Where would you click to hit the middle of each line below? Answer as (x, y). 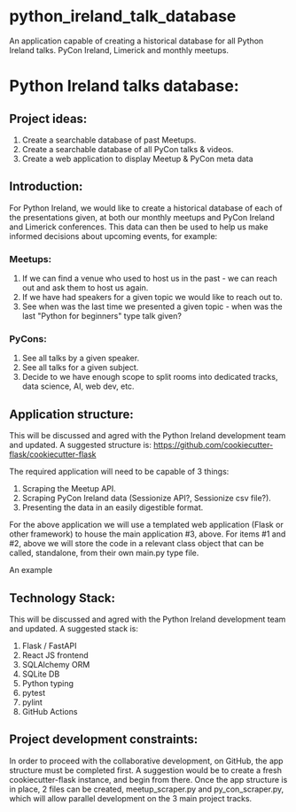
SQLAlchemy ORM (56, 664)
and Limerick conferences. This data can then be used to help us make (139, 227)
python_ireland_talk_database (123, 16)
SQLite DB (41, 674)
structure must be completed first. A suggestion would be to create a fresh (145, 770)
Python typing (47, 683)
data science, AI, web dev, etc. (78, 386)
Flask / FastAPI (49, 646)
